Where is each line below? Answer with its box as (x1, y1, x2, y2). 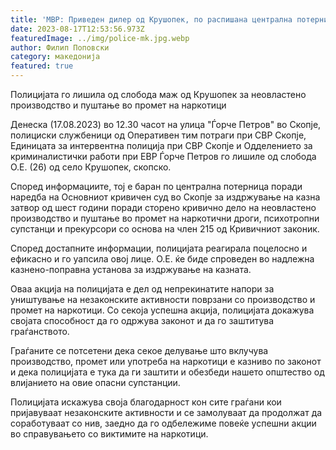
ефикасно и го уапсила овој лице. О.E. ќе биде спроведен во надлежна (10, 253, 315, 265)
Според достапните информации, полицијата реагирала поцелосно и (10, 242, 308, 254)
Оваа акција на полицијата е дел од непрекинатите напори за (10, 283, 275, 295)
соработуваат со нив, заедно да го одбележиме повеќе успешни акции (10, 417, 317, 429)
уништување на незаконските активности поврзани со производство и (10, 294, 316, 305)
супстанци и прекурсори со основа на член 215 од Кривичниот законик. (10, 223, 320, 235)
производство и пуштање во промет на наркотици (10, 99, 227, 111)
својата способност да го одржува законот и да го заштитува (10, 315, 275, 326)
